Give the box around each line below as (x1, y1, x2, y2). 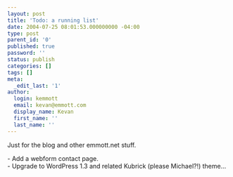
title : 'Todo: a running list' (7, 17, 99, 24)
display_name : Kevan (13, 108, 74, 115)
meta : (7, 75, 23, 83)
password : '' (7, 50, 46, 57)
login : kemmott (13, 96, 58, 103)
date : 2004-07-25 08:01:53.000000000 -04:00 (7, 23, 140, 30)
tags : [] (7, 69, 33, 76)
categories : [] (7, 63, 52, 70)
